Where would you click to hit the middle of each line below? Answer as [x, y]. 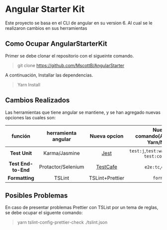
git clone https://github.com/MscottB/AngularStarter [71, 65]
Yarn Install [29, 84]
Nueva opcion [107, 136]
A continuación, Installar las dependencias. [49, 75]
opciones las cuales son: [31, 117]
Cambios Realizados [38, 100]
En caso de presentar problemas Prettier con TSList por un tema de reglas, [82, 208]
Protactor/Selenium [62, 166]
